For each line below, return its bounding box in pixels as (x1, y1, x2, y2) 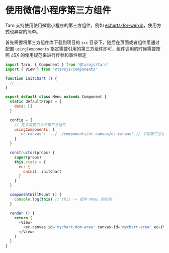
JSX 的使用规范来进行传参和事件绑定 (11, 52, 87, 58)
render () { (10, 211, 35, 216)
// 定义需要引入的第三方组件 (14, 122, 66, 127)
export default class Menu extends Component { (5, 94, 107, 99)
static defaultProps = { (10, 99, 62, 104)
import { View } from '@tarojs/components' (5, 67, 98, 72)
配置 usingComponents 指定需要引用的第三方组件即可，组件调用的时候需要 (5, 45, 156, 52)
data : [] (14, 104, 33, 109)
